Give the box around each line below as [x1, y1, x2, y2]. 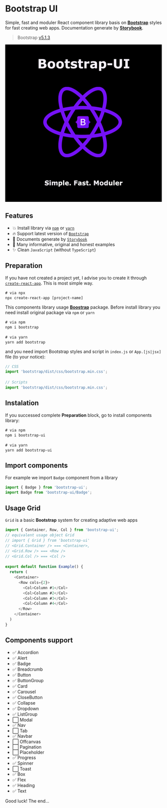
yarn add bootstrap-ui [5, 447, 52, 452]
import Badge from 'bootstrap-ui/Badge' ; [5, 490, 92, 495]
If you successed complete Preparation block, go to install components [5, 412, 152, 418]
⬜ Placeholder [12, 749, 45, 755]
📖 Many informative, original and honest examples [12, 241, 115, 247]
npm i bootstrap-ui [5, 432, 46, 437]
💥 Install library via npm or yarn [12, 225, 75, 231]
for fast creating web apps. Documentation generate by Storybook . [5, 24, 144, 30]
